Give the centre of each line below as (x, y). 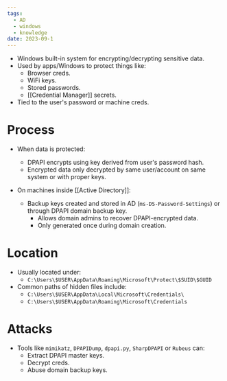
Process (31, 130)
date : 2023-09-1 (30, 39)
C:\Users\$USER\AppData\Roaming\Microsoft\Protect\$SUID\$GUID (120, 280)
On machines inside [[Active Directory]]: (74, 190)
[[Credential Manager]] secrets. (72, 95)
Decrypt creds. (48, 362)
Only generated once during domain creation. (102, 226)
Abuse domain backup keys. (67, 370)
